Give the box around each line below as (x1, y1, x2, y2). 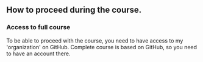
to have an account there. (6, 50, 71, 57)
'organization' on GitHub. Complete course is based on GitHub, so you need (6, 43, 197, 50)
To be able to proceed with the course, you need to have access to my (6, 36, 183, 44)
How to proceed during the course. (6, 5, 142, 15)
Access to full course (6, 23, 71, 32)
